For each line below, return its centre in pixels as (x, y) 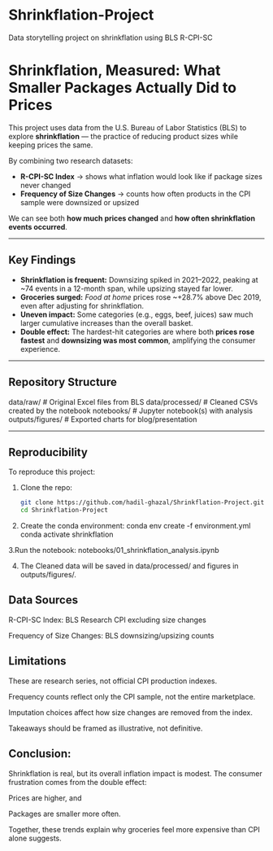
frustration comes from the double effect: (78, 782)
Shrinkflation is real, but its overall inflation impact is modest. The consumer (135, 773)
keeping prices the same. (51, 145)
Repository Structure (63, 382)
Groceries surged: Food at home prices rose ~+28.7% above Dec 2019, (141, 297)
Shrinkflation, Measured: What (115, 70)
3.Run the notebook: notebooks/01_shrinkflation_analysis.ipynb (114, 551)
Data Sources (43, 600)
